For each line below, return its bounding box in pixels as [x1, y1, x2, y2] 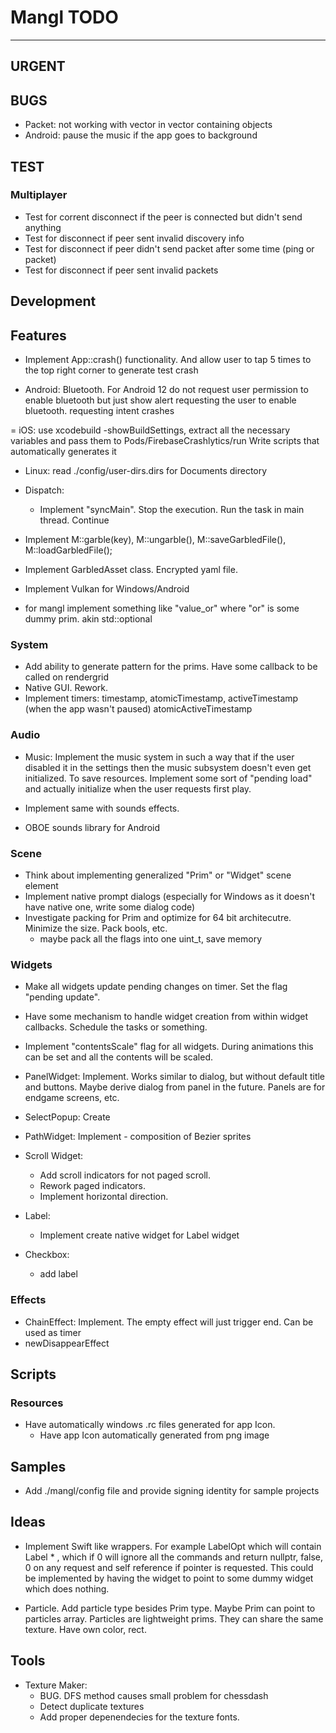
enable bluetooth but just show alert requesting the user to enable [24, 394, 297, 406]
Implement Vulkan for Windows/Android [24, 583, 190, 595]
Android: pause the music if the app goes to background [24, 129, 258, 141]
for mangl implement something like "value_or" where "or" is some [24, 602, 300, 615]
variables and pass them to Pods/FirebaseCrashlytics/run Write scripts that [10, 435, 320, 447]
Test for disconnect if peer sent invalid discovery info [24, 232, 245, 244]
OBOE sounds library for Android [24, 821, 161, 833]
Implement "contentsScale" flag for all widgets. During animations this [24, 1041, 314, 1053]
